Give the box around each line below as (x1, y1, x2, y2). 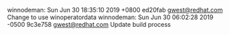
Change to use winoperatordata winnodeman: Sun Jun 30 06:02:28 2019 (7, 13, 214, 21)
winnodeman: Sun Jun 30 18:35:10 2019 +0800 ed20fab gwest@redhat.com (7, 6, 223, 14)
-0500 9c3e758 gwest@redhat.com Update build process (7, 21, 171, 28)
